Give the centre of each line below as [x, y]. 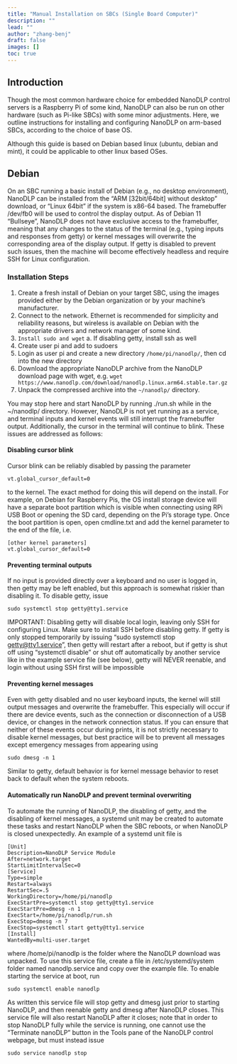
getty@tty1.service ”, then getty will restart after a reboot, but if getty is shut [117, 645]
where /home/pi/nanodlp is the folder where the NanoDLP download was [114, 953]
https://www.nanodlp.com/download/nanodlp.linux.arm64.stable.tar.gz [123, 383]
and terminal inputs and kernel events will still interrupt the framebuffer [111, 418]
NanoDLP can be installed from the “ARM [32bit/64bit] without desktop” [112, 198]
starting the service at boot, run [54, 976]
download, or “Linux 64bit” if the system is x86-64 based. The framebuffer [117, 206]
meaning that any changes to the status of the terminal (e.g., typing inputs [116, 228]
